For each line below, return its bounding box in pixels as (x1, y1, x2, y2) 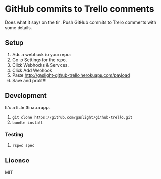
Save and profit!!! (12, 77, 47, 83)
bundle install (12, 120, 43, 125)
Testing (5, 131, 23, 138)
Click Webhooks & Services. (12, 62, 69, 68)
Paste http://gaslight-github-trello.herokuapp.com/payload (12, 72, 130, 78)
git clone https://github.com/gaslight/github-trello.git (12, 115, 133, 120)
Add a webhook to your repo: (12, 52, 71, 57)
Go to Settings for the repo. (12, 57, 67, 63)
